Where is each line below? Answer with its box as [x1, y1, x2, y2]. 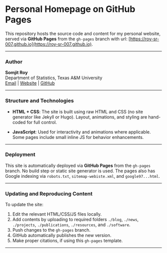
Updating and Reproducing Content [5, 190, 93, 197]
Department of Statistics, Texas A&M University [5, 75, 103, 81]
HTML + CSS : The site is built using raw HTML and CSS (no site [12, 109, 143, 115]
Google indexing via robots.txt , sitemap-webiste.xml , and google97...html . [5, 173, 160, 179]
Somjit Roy [5, 70, 28, 76]
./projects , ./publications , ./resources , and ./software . [12, 222, 131, 228]
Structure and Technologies [5, 97, 74, 104]
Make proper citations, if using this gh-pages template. [12, 238, 123, 244]
